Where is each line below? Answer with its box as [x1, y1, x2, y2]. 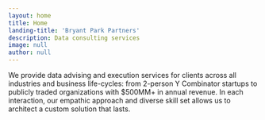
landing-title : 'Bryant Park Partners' [8, 26, 140, 34]
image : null [8, 41, 48, 49]
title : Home [8, 19, 48, 27]
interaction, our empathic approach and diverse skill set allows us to [8, 96, 232, 105]
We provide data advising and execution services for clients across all [8, 71, 236, 79]
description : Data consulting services [8, 33, 140, 42]
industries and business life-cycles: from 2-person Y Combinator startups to [8, 79, 258, 88]
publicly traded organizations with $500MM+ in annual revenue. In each [8, 87, 244, 96]
